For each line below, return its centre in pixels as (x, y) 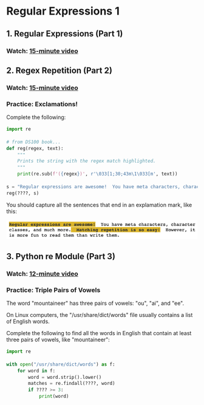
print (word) (54, 396)
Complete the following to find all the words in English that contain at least (99, 333)
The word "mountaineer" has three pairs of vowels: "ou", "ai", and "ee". (95, 303)
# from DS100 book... (34, 142)
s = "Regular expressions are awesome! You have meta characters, (93, 186)
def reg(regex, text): (35, 148)
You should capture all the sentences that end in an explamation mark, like (99, 205)
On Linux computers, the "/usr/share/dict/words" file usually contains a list (100, 315)
